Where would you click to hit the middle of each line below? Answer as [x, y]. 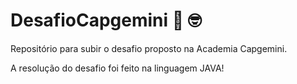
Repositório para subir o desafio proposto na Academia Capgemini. [149, 48]
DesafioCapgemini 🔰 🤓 [106, 20]
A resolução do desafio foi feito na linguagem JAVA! [117, 68]
